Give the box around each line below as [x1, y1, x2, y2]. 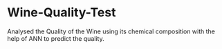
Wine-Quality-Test [7, 5, 116, 20]
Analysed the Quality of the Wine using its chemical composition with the [7, 27, 216, 35]
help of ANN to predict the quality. [7, 34, 105, 42]
